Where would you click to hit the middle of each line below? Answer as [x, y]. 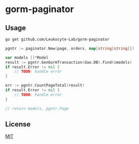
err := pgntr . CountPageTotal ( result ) [45, 86]
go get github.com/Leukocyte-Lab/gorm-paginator [57, 39]
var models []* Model [27, 57]
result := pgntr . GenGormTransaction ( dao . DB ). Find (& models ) [69, 62]
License [18, 124]
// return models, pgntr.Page [37, 109]
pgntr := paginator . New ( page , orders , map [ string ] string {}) [70, 48]
